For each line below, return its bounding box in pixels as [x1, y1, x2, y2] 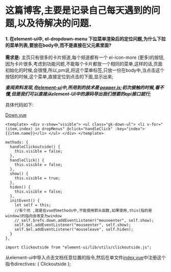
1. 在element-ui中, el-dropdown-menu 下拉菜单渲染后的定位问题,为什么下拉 [5, 35, 166, 41]
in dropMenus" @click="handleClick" [35, 127, 113, 132]
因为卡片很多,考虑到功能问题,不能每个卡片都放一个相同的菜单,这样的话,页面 [5, 61, 163, 67]
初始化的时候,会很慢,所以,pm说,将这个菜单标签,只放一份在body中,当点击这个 [5, 67, 165, 73]
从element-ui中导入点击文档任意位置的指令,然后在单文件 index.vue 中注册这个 [5, 255, 166, 261]
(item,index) [5, 127, 33, 132]
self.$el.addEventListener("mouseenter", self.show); [14, 222, 131, 228]
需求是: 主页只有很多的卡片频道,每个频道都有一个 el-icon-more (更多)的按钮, [5, 54, 165, 60]
